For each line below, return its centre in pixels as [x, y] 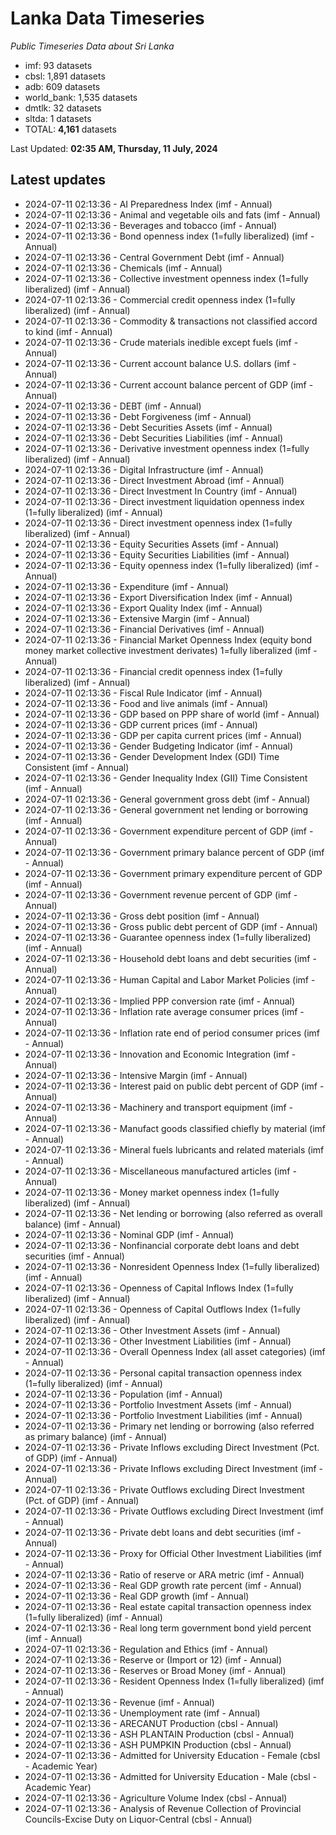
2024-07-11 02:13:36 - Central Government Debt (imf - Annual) [154, 257]
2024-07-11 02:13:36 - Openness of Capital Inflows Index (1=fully [159, 1288]
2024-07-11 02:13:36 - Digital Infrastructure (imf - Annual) [144, 469]
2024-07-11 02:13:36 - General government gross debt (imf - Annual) [167, 799]
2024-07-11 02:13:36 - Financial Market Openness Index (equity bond [168, 639]
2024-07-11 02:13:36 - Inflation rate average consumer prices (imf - [164, 1011]
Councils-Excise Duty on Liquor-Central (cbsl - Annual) [138, 1819]
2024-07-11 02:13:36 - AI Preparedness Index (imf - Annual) [148, 204]
